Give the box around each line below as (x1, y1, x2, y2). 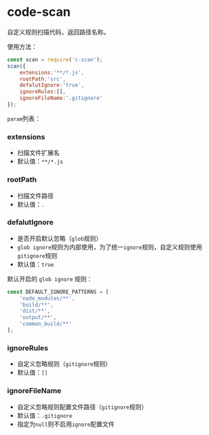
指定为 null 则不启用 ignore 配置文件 (16, 420, 115, 428)
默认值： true (16, 260, 54, 268)
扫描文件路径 (16, 191, 54, 200)
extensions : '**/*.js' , (19, 69, 85, 76)
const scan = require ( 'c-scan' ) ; (7, 56, 103, 63)
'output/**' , (19, 314, 57, 321)
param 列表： (7, 114, 41, 123)
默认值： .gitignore (16, 411, 73, 419)
